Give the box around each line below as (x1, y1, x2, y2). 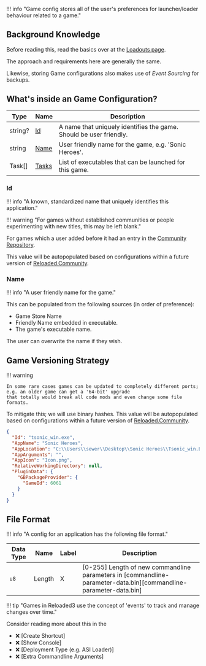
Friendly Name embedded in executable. (15, 319, 118, 327)
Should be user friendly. (58, 130, 128, 139)
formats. (6, 400, 29, 406)
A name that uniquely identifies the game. (58, 122, 179, 131)
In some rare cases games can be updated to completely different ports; (6, 384, 199, 390)
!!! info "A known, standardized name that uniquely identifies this (6, 198, 169, 205)
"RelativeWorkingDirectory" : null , (12, 463, 103, 469)
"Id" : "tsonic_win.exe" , (12, 434, 75, 441)
